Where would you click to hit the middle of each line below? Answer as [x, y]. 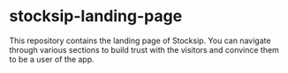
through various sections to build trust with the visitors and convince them [144, 49]
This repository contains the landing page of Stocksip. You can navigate [140, 40]
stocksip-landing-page [96, 16]
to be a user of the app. [52, 59]
